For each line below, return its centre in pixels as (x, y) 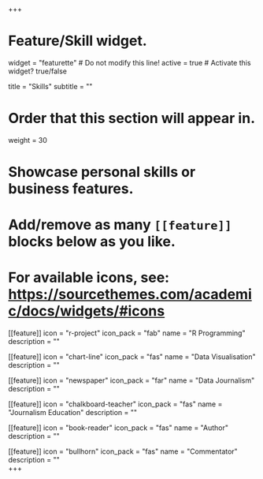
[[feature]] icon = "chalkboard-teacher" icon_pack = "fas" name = (115, 404)
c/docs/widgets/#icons (87, 311)
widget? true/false (37, 71)
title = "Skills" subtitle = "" (50, 86)
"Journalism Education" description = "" (73, 413)
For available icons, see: (89, 278)
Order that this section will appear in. (132, 118)
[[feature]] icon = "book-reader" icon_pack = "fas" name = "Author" (119, 428)
